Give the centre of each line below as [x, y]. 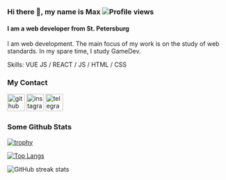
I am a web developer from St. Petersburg [68, 28]
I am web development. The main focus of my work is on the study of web [113, 44]
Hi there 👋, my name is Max [54, 12]
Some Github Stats [39, 127]
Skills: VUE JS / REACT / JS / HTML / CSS [67, 65]
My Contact [27, 83]
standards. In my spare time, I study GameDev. [74, 51]
